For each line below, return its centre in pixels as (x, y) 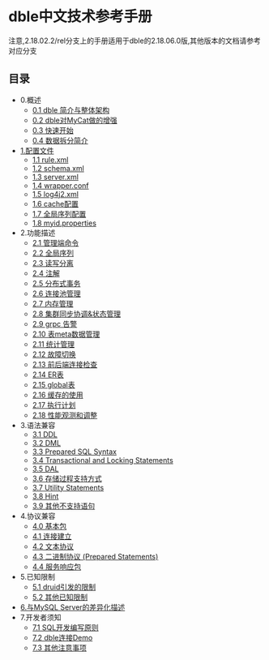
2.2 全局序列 (53, 253)
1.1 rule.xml (50, 160)
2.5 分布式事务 (56, 283)
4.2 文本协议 (53, 546)
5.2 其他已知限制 (60, 597)
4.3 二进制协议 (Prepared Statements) (95, 556)
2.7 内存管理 (53, 303)
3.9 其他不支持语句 (64, 506)
